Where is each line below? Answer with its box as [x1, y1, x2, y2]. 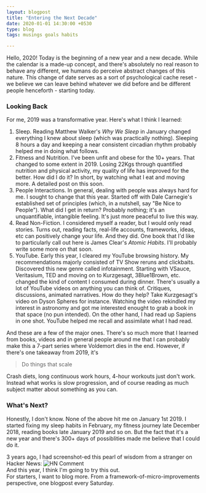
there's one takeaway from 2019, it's [6, 349, 98, 357]
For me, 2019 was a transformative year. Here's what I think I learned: [6, 116, 183, 124]
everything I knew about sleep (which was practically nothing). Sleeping [15, 135, 199, 142]
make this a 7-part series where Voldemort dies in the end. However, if [6, 342, 186, 350]
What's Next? [6, 401, 48, 409]
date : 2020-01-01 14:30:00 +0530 [6, 20, 92, 26]
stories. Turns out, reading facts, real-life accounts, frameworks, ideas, [15, 226, 196, 234]
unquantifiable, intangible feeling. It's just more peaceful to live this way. [15, 213, 199, 220]
